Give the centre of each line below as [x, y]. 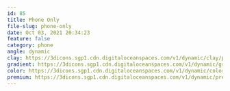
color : [16, 70]
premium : [20, 77]
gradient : [21, 64]
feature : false [29, 39]
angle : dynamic [29, 52]
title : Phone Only [33, 20]
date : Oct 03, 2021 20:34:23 [49, 32]
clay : [15, 58]
